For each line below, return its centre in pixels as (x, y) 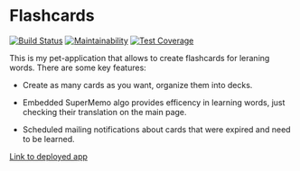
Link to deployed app (49, 156)
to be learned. (48, 139)
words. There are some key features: (78, 67)
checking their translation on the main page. (104, 112)
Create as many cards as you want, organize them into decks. (137, 85)
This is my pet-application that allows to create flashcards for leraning (140, 58)
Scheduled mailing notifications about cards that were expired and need (156, 129)
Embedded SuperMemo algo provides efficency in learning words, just (154, 102)
